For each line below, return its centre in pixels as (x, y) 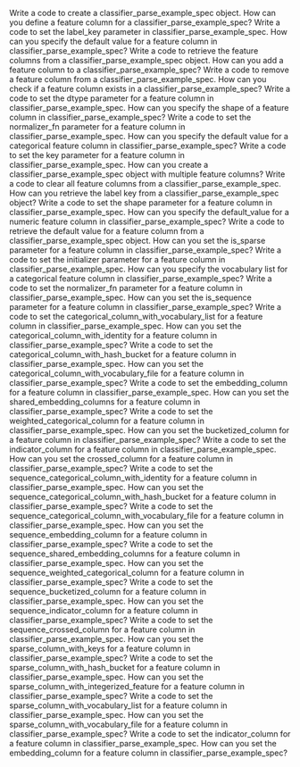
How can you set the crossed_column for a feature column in (121, 459)
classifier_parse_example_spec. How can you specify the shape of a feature (149, 108)
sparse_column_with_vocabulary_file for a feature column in (119, 724)
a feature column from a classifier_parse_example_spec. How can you (138, 79)
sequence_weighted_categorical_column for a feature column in (127, 572)
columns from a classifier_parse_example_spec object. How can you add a (146, 60)
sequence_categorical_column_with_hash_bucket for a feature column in (143, 496)
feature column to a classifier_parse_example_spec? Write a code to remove (150, 70)
